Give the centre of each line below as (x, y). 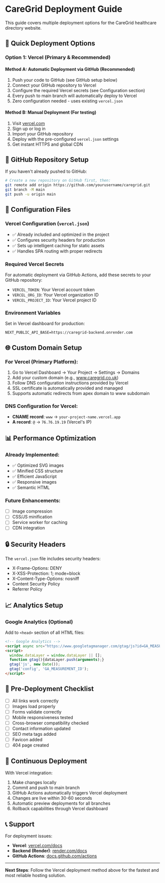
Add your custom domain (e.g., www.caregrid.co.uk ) (65, 377)
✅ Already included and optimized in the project (61, 234)
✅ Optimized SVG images (38, 465)
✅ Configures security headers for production (59, 240)
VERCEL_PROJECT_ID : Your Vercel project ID (54, 300)
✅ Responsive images (34, 482)
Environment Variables (33, 313)
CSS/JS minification (32, 517)
